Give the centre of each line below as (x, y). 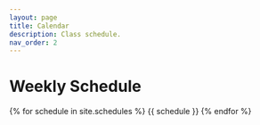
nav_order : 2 (33, 42)
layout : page (33, 17)
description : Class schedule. (65, 34)
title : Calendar (39, 26)
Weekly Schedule (75, 87)
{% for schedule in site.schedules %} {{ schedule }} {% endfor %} (130, 112)
